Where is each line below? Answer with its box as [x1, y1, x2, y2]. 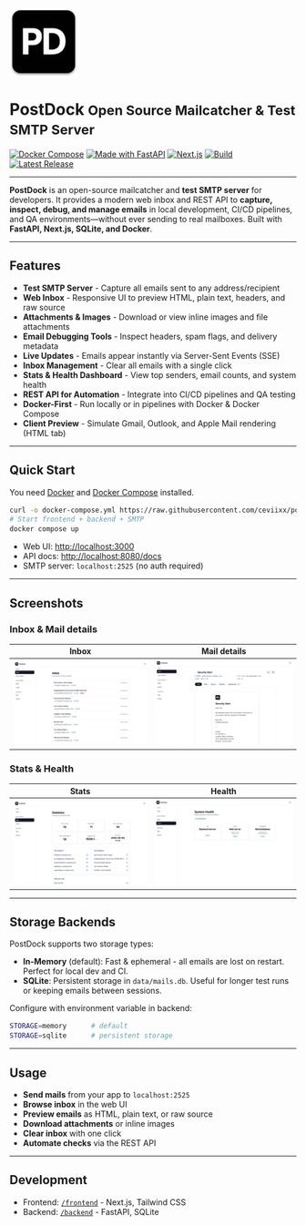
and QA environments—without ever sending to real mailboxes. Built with [9, 213, 282, 224]
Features [9, 258, 61, 274]
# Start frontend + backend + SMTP [9, 515, 145, 525]
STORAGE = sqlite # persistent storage [9, 1031, 173, 1040]
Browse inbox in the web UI [22, 1098, 127, 1109]
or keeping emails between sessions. [22, 986, 162, 996]
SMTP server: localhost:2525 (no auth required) [22, 560, 204, 571]
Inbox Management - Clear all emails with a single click [22, 360, 232, 371]
